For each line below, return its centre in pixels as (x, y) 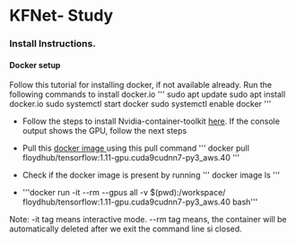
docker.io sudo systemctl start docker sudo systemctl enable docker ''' (140, 104)
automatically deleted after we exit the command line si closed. (126, 229)
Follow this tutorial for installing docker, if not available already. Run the (140, 85)
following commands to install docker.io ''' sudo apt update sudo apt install (148, 94)
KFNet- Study (61, 16)
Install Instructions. (52, 44)
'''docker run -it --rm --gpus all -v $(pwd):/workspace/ (124, 193)
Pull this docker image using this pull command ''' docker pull (135, 148)
